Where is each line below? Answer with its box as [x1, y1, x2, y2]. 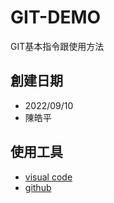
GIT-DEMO [10, 6, 102, 29]
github [24, 181, 52, 193]
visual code [24, 171, 73, 183]
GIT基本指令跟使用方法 [10, 40, 105, 52]
